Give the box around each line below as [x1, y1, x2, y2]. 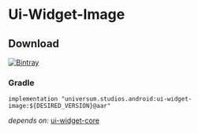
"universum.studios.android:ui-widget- [61, 95, 192, 103]
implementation [8, 95, 58, 103]
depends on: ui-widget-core [8, 116, 100, 125]
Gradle [8, 77, 35, 88]
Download [8, 37, 59, 50]
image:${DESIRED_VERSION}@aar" [8, 102, 111, 110]
